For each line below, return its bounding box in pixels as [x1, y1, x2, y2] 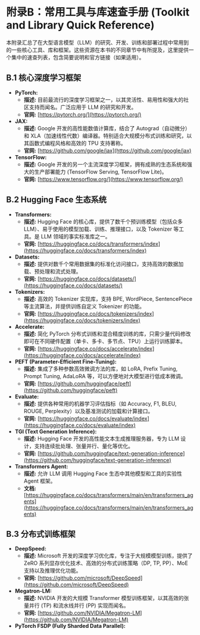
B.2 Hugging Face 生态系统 [6, 194, 107, 205]
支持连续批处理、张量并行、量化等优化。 [34, 442, 134, 449]
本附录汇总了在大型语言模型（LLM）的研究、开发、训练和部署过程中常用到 [6, 39, 189, 46]
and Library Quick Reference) [6, 18, 155, 32]
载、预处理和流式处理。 [23, 268, 82, 275]
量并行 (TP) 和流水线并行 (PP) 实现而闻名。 [23, 602, 129, 609]
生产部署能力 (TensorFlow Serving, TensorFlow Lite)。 [34, 168, 168, 175]
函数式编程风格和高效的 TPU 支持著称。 [29, 139, 126, 146]
